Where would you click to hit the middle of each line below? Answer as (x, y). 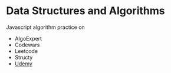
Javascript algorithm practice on (46, 27)
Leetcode (26, 51)
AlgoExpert (28, 38)
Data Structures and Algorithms (85, 11)
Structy (24, 57)
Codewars (27, 45)
